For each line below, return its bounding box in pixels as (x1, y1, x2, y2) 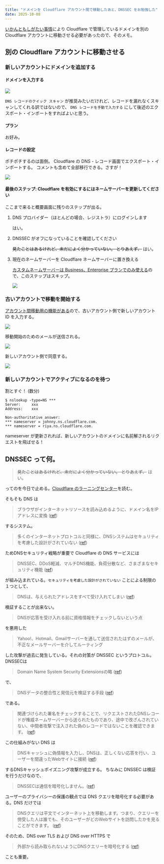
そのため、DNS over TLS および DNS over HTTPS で (5, 833, 111, 839)
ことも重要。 (5, 854, 31, 860)
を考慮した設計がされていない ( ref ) (17, 540, 87, 546)
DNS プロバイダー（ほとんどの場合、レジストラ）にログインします (12, 215, 147, 220)
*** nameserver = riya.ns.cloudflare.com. (5, 424, 93, 429)
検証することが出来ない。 (5, 604, 57, 610)
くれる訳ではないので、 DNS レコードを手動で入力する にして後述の (22, 104, 150, 110)
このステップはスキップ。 (21, 273, 73, 278)
